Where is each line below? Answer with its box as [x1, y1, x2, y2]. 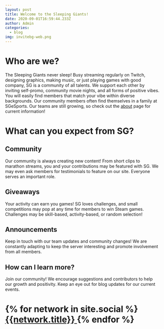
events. [5, 286, 20, 292]
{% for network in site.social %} [5, 304, 139, 315]
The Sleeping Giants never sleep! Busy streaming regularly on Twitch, [5, 72, 146, 77]
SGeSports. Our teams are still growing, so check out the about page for [5, 103, 151, 109]
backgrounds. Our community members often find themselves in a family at [5, 98, 158, 103]
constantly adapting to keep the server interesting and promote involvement [5, 244, 158, 250]
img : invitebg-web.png [5, 35, 51, 40]
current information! [5, 108, 46, 114]
